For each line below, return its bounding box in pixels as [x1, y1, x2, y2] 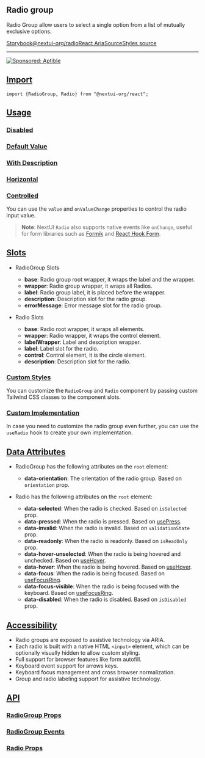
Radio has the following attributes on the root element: [15, 493, 153, 500]
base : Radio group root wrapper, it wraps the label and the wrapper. [24, 275, 195, 283]
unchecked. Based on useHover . [24, 557, 106, 564]
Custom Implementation [6, 409, 80, 417]
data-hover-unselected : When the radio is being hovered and [24, 550, 181, 558]
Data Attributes [6, 446, 66, 457]
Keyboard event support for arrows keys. [15, 662, 118, 669]
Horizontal [6, 175, 38, 183]
